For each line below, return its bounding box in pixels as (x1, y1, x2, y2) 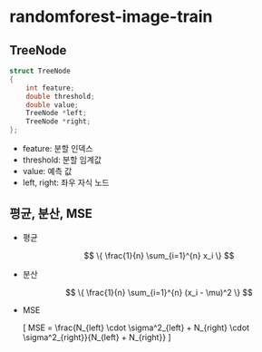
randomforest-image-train (9, 6, 213, 27)
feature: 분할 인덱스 (22, 143, 93, 153)
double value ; (25, 100, 79, 110)
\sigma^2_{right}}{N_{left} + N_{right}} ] (22, 331, 171, 342)
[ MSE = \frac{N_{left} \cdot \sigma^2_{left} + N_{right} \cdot (22, 322, 250, 333)
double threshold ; (25, 92, 95, 101)
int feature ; (25, 83, 75, 93)
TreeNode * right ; (25, 117, 92, 126)
